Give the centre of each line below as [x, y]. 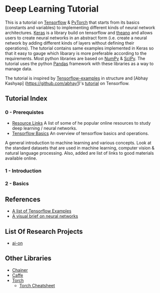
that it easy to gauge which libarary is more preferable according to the [76, 53]
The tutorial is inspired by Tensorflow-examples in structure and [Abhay [77, 78]
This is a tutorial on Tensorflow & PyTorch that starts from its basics [72, 22]
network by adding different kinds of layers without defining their [70, 43]
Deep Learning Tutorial [52, 9]
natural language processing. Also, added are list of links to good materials [80, 153]
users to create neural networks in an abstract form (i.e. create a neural [76, 38]
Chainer [20, 270]
